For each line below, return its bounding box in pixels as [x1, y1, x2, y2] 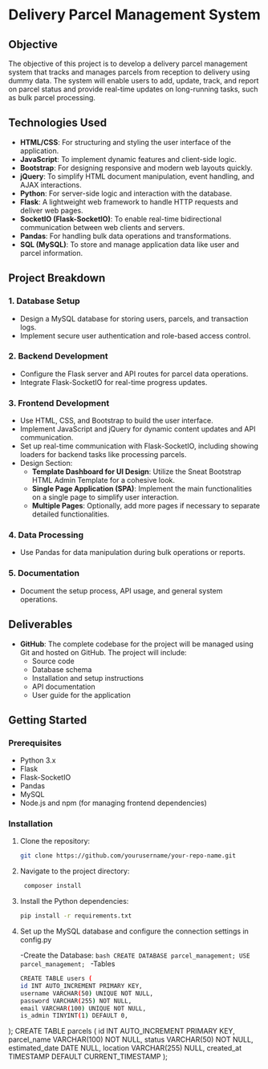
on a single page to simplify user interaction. [31, 492, 179, 502]
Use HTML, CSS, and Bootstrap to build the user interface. [19, 415, 214, 426]
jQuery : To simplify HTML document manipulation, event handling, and [19, 171, 255, 181]
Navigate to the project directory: [19, 866, 130, 876]
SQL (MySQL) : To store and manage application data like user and [19, 239, 239, 249]
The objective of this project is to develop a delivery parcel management [8, 59, 248, 68]
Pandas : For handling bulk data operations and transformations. [19, 231, 231, 241]
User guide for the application [31, 690, 131, 699]
